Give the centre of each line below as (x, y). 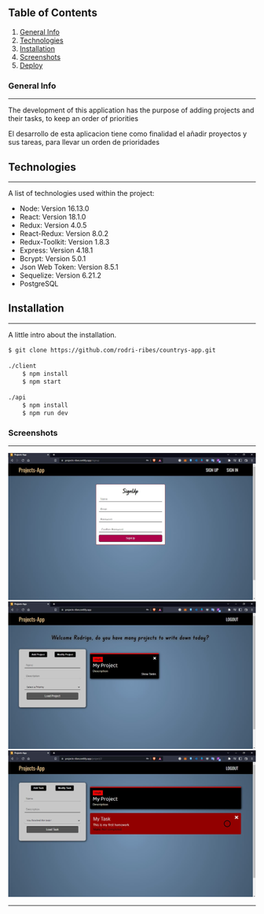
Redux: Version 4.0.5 (53, 225)
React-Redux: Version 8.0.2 (64, 233)
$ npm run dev (45, 413)
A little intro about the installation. (62, 334)
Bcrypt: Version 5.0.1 (53, 258)
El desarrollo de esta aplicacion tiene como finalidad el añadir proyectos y (128, 134)
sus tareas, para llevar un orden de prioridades (84, 142)
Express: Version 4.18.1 (56, 250)
